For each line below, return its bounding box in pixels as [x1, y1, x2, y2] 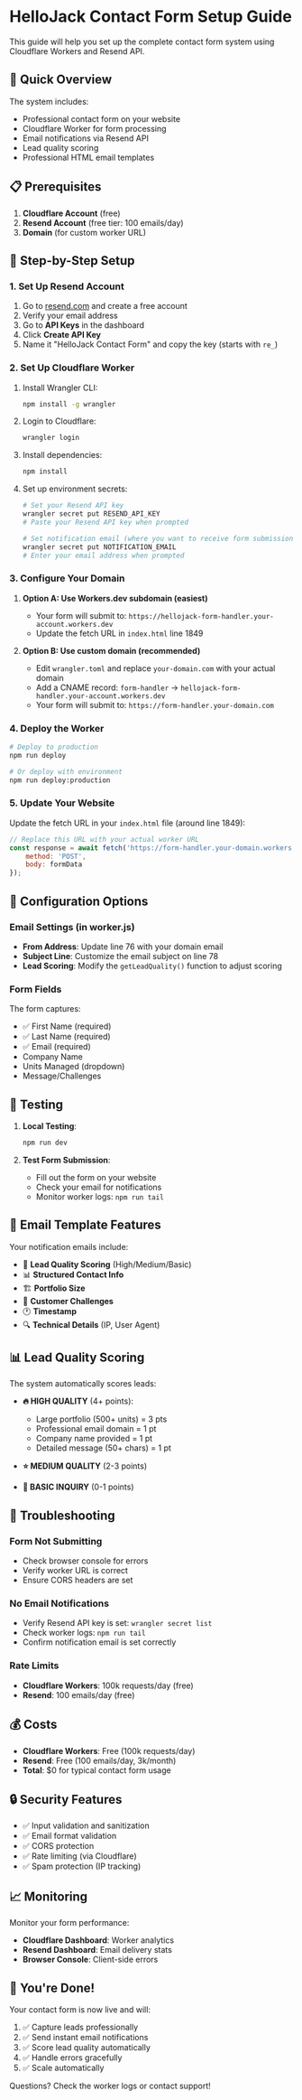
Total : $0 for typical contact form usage [22, 1764, 171, 1776]
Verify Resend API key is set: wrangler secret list [22, 1618, 213, 1629]
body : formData [25, 860, 83, 869]
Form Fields [9, 983, 62, 995]
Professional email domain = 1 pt [35, 1423, 157, 1434]
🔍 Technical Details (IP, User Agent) [22, 1319, 160, 1330]
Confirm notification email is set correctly [22, 1637, 177, 1647]
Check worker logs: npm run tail [22, 1628, 146, 1638]
